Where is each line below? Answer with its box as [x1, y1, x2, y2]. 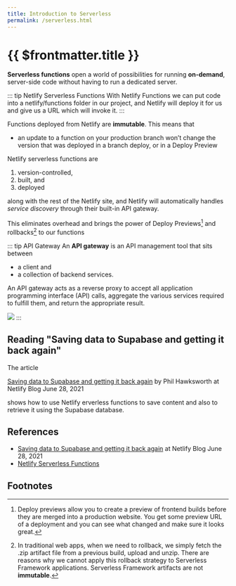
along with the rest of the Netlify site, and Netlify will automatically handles [7, 197, 223, 205]
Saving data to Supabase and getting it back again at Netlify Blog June [17, 445, 223, 453]
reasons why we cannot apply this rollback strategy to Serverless [17, 556, 207, 565]
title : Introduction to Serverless [7, 10, 112, 18]
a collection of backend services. [17, 270, 114, 279]
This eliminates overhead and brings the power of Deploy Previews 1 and [7, 218, 216, 228]
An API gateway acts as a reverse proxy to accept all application [7, 284, 193, 292]
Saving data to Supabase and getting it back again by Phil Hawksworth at [7, 377, 220, 386]
